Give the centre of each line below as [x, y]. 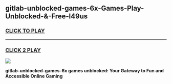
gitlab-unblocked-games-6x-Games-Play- [75, 8]
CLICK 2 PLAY [23, 50]
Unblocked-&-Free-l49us [47, 17]
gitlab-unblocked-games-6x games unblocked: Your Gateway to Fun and [84, 70]
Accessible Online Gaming [34, 76]
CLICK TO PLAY [25, 31]
